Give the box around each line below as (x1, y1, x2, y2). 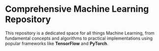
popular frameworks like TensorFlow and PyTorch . (5, 40, 108, 46)
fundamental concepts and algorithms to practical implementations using (5, 35, 153, 41)
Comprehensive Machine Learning (5, 3, 149, 15)
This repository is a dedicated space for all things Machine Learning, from (5, 30, 155, 36)
